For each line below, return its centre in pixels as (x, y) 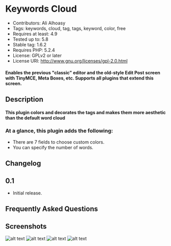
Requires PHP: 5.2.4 (34, 50)
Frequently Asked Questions (52, 209)
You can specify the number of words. (53, 147)
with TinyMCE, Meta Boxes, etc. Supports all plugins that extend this (80, 78)
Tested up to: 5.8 (30, 39)
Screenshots (26, 226)
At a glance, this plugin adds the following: (59, 131)
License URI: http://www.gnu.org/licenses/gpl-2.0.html (70, 61)
